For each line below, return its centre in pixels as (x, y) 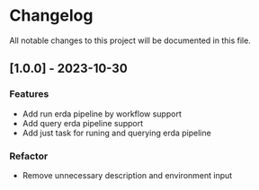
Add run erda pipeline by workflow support (102, 114)
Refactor (29, 156)
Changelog (51, 16)
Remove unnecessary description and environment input (127, 175)
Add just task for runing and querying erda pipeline (116, 133)
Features (29, 94)
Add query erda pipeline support (83, 123)
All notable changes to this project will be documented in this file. (130, 40)
